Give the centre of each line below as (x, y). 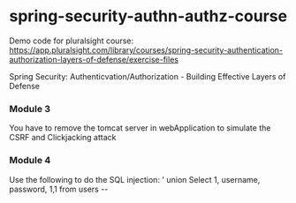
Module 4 (30, 161)
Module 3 (30, 109)
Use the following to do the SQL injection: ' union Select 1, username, (135, 179)
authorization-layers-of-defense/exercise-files (94, 59)
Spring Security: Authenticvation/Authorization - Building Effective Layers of (148, 76)
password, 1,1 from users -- (59, 189)
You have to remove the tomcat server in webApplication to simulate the (140, 128)
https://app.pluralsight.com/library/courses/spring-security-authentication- (146, 49)
